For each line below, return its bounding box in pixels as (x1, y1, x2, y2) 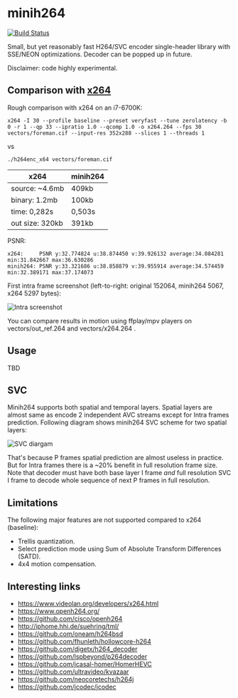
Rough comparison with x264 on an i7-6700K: (7, 103, 143, 112)
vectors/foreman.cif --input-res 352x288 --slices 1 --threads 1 (7, 130, 205, 137)
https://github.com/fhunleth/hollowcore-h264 (17, 637, 151, 645)
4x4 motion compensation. (17, 560, 97, 568)
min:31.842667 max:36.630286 (7, 256, 94, 264)
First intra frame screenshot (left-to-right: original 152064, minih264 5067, (7, 281, 225, 290)
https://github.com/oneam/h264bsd (17, 630, 123, 638)
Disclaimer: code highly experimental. (7, 63, 118, 72)
